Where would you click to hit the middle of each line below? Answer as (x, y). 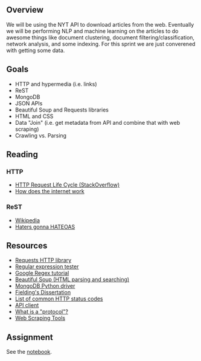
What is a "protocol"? (41, 312)
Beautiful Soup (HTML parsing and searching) (72, 280)
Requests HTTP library (43, 260)
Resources (27, 246)
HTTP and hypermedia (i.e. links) (56, 84)
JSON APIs (29, 103)
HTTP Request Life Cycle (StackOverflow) (67, 185)
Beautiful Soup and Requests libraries (62, 110)
